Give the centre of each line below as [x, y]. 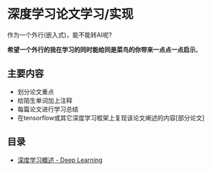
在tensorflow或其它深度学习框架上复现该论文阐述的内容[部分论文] [111, 117]
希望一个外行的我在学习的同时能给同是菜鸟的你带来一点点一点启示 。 [104, 49]
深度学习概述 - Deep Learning [60, 160]
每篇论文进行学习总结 [48, 109]
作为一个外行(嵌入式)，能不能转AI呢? [60, 35]
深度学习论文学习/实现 [70, 14]
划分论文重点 [35, 92]
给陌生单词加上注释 [45, 100]
